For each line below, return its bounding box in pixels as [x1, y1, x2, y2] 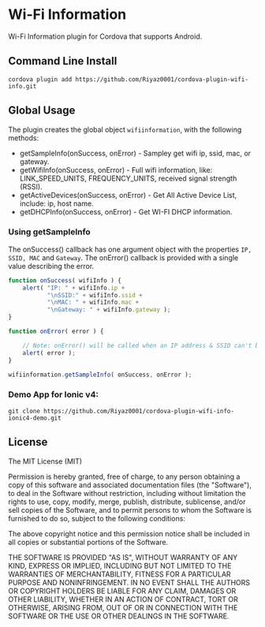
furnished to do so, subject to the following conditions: [8, 513, 185, 523]
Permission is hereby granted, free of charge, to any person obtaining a [8, 472, 241, 481]
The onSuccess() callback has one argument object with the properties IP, [8, 244, 252, 254]
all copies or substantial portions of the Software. [8, 537, 168, 547]
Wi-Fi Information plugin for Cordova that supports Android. [8, 32, 203, 41]
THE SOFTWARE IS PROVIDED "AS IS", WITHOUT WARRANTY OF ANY [8, 552, 238, 562]
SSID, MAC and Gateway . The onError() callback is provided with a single [8, 252, 239, 262]
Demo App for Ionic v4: [8, 389, 99, 400]
